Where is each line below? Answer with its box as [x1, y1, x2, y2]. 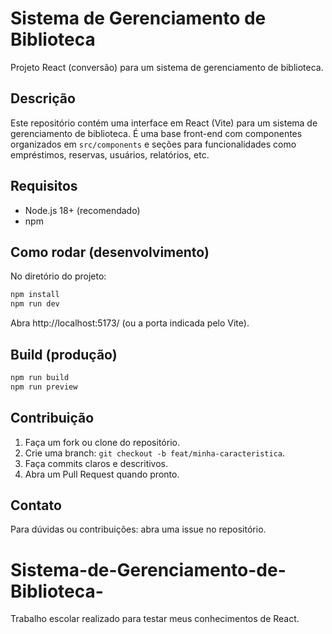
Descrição [10, 90, 76, 107]
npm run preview [10, 382, 78, 392]
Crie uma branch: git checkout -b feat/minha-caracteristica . [24, 447, 286, 459]
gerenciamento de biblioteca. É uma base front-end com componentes [10, 127, 303, 139]
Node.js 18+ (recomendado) [24, 204, 141, 216]
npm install [10, 290, 60, 300]
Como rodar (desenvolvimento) [10, 243, 210, 261]
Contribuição [10, 410, 95, 427]
